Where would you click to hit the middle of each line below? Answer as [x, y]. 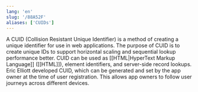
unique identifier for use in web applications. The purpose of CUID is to [93, 45]
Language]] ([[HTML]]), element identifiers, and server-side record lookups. [99, 64]
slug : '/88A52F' [26, 17]
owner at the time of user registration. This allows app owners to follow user [99, 77]
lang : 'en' [20, 11]
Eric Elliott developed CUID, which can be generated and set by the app [93, 71]
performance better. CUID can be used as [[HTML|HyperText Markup [91, 58]
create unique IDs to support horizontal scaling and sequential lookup [91, 52]
